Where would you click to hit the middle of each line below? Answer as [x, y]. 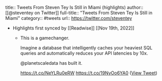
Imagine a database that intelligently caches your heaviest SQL [86, 48]
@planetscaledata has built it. [51, 63]
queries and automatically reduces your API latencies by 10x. [84, 53]
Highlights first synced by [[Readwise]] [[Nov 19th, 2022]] [73, 28]
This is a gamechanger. [45, 38]
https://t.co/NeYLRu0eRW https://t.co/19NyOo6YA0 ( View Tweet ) [89, 73]
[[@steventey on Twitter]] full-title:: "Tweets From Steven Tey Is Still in [79, 13]
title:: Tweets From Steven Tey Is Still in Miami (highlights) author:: [74, 7]
